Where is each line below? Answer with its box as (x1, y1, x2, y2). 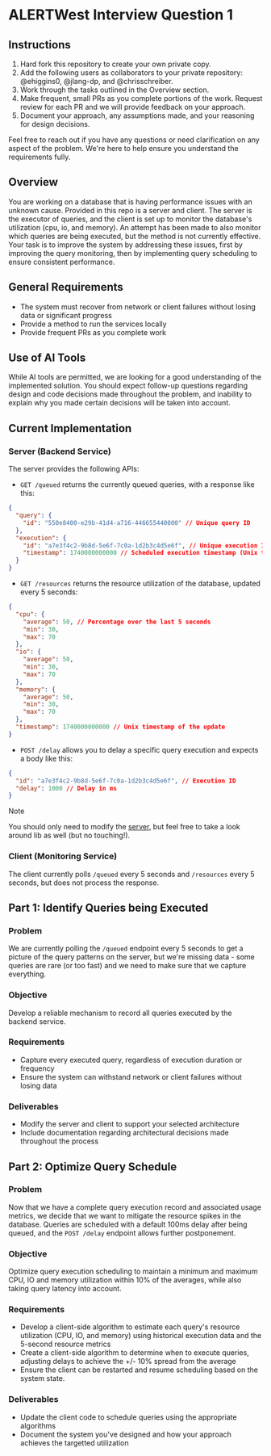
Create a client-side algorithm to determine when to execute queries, (19, 1348, 250, 1357)
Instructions (8, 38, 71, 52)
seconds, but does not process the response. (8, 878, 160, 887)
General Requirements (8, 280, 123, 294)
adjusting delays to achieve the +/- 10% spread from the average (19, 1357, 236, 1366)
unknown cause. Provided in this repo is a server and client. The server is (8, 205, 252, 215)
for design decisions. (19, 120, 90, 128)
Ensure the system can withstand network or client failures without (19, 1072, 242, 1081)
